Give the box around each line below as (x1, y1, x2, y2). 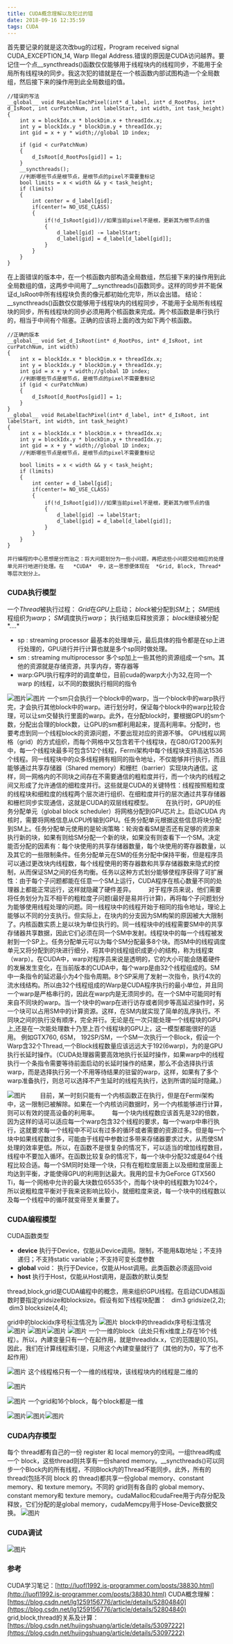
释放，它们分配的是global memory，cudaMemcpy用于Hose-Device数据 (7, 1500, 212, 1508)
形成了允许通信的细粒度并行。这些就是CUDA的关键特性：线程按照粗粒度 (19, 781, 225, 789)
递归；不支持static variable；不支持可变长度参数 (17, 1255, 155, 1263)
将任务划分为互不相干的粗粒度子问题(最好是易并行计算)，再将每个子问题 (7, 894, 213, 902)
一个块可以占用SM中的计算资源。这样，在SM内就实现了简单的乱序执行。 (7, 1007, 215, 1015)
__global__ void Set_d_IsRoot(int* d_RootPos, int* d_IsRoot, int (7, 338, 203, 345)
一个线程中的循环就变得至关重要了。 (19, 1195, 123, 1203)
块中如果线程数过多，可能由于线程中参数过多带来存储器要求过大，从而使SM (7, 1134, 223, 1143)
